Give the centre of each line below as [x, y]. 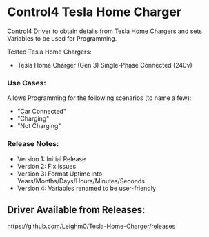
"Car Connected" [42, 112]
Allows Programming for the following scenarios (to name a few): [99, 98]
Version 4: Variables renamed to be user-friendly [87, 188]
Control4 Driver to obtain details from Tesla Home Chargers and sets [104, 31]
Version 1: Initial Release [51, 158]
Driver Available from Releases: [76, 210]
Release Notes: [33, 144]
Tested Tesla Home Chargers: [49, 52]
